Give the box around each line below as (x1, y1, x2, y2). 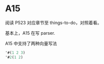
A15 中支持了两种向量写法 (5, 40, 57, 46)
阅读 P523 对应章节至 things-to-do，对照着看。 (5, 20, 102, 25)
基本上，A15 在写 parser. (5, 30, 55, 36)
